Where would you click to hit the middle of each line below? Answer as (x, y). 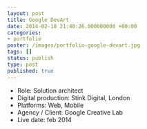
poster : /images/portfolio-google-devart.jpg (73, 45)
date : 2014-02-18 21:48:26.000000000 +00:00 (72, 26)
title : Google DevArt (38, 20)
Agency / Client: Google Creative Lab (70, 112)
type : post (23, 64)
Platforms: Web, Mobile (50, 105)
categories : (24, 33)
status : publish (30, 58)
